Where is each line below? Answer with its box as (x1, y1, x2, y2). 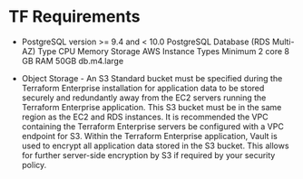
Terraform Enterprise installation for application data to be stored (21, 82, 265, 93)
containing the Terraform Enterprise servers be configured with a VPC (21, 120, 285, 132)
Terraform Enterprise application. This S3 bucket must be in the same (21, 101, 282, 112)
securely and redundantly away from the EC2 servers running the (21, 92, 267, 103)
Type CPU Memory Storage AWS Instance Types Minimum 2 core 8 (37, 45, 290, 56)
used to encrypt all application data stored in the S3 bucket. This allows (21, 140, 289, 151)
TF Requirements (8, 6, 141, 27)
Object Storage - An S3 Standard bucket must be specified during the (21, 72, 283, 83)
